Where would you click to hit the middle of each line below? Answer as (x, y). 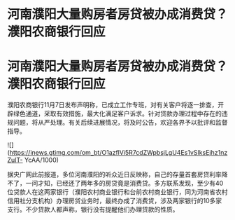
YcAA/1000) (42, 160)
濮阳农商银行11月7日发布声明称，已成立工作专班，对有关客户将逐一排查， (113, 105)
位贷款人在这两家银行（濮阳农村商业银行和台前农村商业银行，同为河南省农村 (117, 192)
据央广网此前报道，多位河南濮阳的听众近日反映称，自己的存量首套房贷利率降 (117, 174)
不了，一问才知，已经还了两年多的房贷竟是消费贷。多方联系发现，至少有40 (115, 184)
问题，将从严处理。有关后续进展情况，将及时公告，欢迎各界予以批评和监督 (120, 123)
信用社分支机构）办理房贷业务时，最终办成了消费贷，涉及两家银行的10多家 (115, 201)
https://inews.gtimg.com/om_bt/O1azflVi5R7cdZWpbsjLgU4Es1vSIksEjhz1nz (119, 153)
